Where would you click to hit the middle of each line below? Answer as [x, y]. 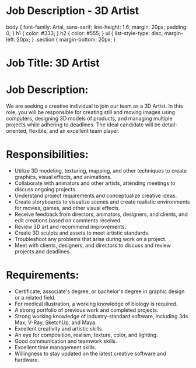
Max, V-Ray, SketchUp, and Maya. [55, 322]
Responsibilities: [47, 155]
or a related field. [35, 297]
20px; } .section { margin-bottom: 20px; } [66, 39]
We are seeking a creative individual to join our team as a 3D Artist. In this [94, 106]
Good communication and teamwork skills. [66, 341]
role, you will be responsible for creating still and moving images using [91, 112]
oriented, [17, 131]
